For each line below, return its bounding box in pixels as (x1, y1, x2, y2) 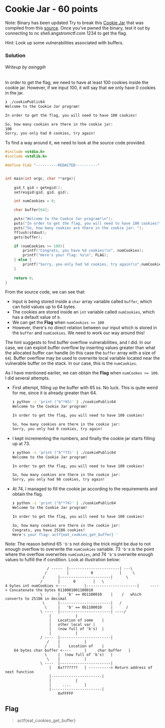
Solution (5, 52, 26, 59)
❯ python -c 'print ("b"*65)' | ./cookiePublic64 (12, 400, 116, 405)
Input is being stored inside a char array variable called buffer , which (12, 299, 152, 305)
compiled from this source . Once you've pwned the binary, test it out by (5, 25, 150, 31)
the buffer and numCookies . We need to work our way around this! (12, 330, 145, 336)
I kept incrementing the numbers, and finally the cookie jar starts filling (12, 435, 155, 441)
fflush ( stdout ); (14, 230, 48, 235)
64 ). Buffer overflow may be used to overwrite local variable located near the (5, 355, 160, 361)
